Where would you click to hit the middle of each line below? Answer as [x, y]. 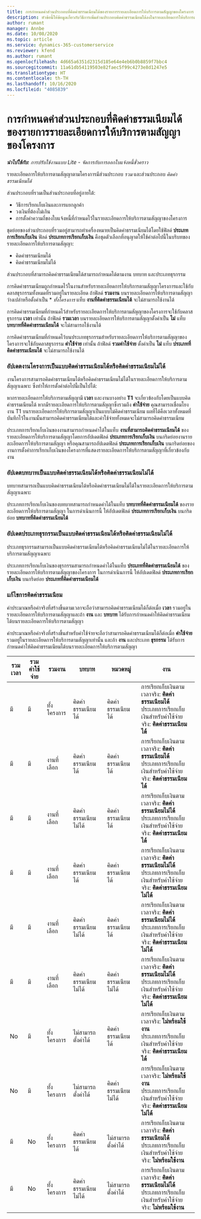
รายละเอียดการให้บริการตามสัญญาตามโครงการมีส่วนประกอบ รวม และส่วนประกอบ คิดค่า [92, 174]
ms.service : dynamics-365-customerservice [60, 45]
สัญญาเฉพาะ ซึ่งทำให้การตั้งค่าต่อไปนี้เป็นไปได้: [52, 386]
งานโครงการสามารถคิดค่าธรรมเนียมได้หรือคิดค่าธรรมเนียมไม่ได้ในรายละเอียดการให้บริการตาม [97, 379]
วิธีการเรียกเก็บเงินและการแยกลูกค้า [50, 204]
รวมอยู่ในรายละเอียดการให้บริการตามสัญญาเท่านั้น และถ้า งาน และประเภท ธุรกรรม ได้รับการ [96, 640]
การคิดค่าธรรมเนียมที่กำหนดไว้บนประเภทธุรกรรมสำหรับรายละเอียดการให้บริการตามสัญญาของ [97, 337]
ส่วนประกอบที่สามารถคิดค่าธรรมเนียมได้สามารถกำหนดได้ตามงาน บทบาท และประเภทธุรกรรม [96, 274]
